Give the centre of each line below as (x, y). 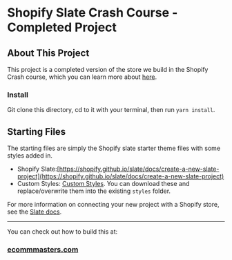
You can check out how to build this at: (62, 232)
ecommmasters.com (43, 250)
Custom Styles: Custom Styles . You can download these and (103, 184)
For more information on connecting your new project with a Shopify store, (113, 205)
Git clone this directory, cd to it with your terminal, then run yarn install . (111, 110)
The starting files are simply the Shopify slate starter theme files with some (114, 148)
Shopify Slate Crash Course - (93, 13)
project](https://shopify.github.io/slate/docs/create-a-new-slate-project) (120, 176)
